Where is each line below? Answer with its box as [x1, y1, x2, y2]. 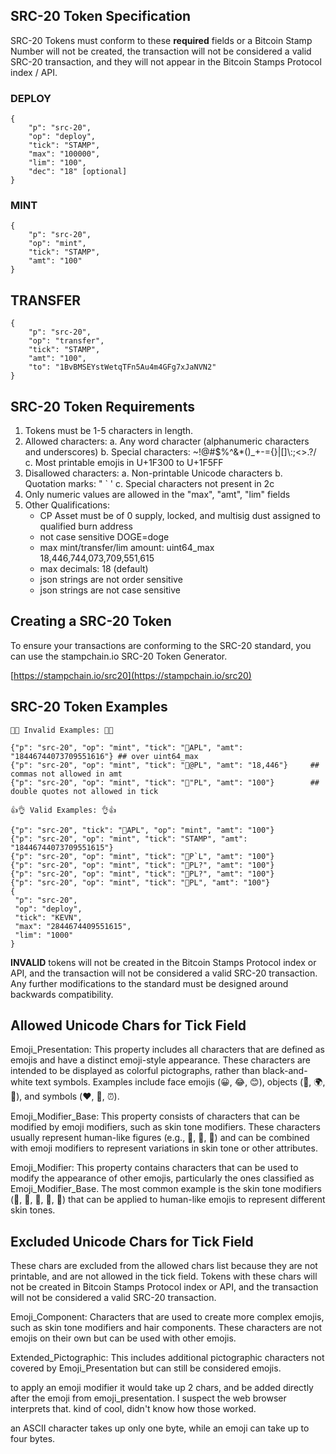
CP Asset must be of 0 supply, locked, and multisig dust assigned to [39, 510, 321, 522]
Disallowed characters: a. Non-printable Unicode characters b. [24, 467, 283, 479]
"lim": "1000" [14, 930, 74, 940]
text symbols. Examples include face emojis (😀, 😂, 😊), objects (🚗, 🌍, [34, 1076, 326, 1088]
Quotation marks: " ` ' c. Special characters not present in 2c [24, 478, 275, 490]
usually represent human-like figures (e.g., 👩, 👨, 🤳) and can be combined [10, 1132, 310, 1144]
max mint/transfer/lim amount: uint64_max [39, 542, 215, 554]
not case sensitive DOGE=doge [39, 531, 170, 543]
